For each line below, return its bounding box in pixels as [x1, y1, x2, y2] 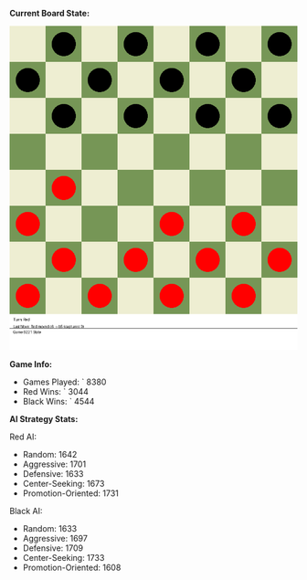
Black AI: [9, 506, 43, 516]
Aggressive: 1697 [22, 533, 89, 543]
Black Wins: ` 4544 [22, 396, 95, 406]
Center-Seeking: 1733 [22, 553, 105, 563]
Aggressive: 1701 [22, 459, 87, 469]
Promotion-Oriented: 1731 [22, 488, 119, 499]
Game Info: [9, 359, 53, 369]
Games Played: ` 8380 [22, 376, 107, 387]
